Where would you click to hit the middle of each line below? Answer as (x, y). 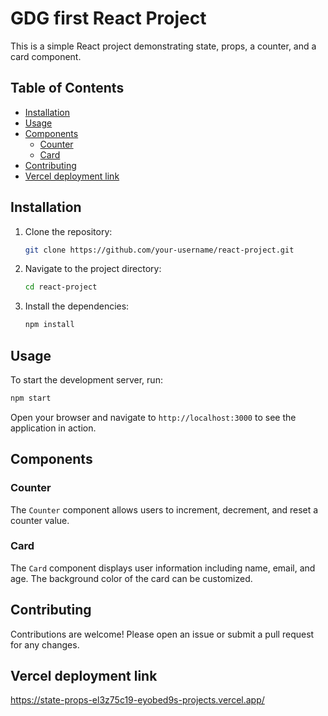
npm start (31, 398)
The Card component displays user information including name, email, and (163, 568)
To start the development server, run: (86, 380)
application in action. (53, 428)
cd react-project (61, 287)
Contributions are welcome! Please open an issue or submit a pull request (162, 634)
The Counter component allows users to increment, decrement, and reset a (164, 509)
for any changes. (45, 644)
